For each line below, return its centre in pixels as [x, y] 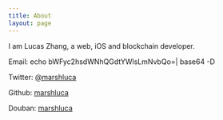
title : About [30, 16]
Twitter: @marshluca [42, 77]
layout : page [30, 23]
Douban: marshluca [41, 108]
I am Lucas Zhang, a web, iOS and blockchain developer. [102, 46]
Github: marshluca [39, 92]
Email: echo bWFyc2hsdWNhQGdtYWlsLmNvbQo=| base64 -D [112, 62]
